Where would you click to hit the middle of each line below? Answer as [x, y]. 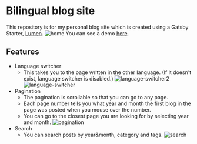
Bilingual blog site [51, 11]
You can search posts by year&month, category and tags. [93, 135]
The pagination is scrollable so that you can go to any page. [96, 97]
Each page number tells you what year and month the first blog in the [107, 103]
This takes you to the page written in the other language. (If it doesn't [107, 72]
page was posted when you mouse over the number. [87, 109]
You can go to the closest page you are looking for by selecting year [106, 116]
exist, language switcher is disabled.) [68, 78]
